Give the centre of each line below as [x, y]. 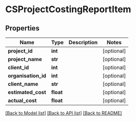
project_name [25, 59]
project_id [20, 51]
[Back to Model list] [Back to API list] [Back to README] [64, 113]
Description [83, 42]
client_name [23, 84]
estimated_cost [27, 92]
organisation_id [27, 76]
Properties [22, 28]
